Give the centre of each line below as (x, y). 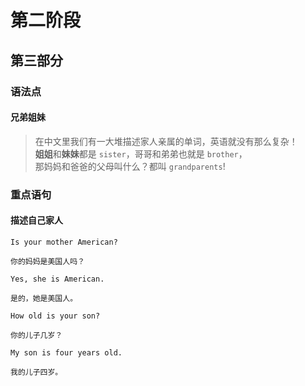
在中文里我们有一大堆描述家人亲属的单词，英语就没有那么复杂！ (166, 141)
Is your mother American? (64, 242)
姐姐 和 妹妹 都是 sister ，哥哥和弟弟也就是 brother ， (141, 153)
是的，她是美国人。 (44, 298)
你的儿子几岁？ (36, 335)
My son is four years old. (66, 352)
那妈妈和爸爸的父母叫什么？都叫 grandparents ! (130, 166)
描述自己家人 (36, 220)
